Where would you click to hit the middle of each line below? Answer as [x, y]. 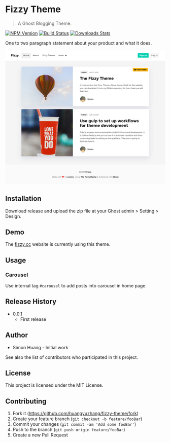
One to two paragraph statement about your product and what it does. [79, 43]
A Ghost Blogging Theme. [45, 23]
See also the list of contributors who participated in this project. [72, 357]
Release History [31, 302]
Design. [13, 216]
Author [16, 335]
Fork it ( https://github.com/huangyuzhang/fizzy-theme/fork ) [75, 414]
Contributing [26, 401]
